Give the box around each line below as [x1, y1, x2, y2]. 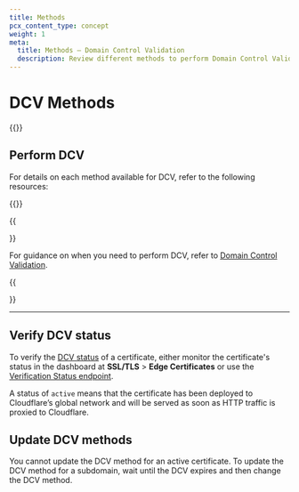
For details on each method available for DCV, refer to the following [9, 171, 255, 182]
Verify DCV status [9, 328, 111, 343]
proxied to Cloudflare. [9, 407, 89, 417]
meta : [9, 37, 29, 47]
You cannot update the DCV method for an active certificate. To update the [9, 456, 285, 467]
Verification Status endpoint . [9, 370, 114, 381]
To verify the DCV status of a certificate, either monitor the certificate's [9, 351, 271, 362]
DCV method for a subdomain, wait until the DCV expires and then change [9, 465, 282, 476]
